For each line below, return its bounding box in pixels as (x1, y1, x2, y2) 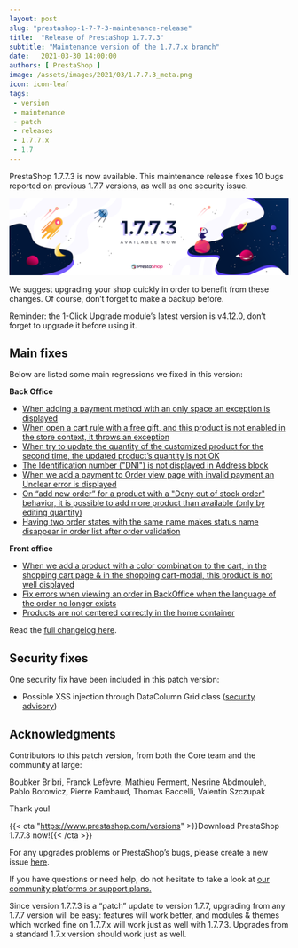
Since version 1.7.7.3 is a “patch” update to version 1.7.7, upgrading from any (9, 901, 286, 912)
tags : (9, 89, 29, 98)
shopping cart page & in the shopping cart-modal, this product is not (21, 570, 273, 581)
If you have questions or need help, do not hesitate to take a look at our (9, 874, 271, 885)
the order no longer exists (21, 598, 117, 609)
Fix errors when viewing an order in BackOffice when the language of (21, 589, 277, 599)
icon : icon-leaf (9, 80, 69, 89)
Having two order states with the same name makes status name (21, 517, 259, 527)
